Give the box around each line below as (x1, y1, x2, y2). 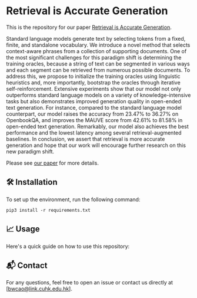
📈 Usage (6, 224, 40, 234)
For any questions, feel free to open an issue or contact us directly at (6, 279, 173, 286)
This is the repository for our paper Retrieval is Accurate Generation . (6, 24, 172, 31)
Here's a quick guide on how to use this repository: (6, 243, 130, 250)
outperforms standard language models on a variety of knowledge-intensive (6, 91, 191, 99)
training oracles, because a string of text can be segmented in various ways (6, 60, 190, 67)
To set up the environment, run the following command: (6, 196, 141, 203)
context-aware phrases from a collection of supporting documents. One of (6, 47, 187, 54)
